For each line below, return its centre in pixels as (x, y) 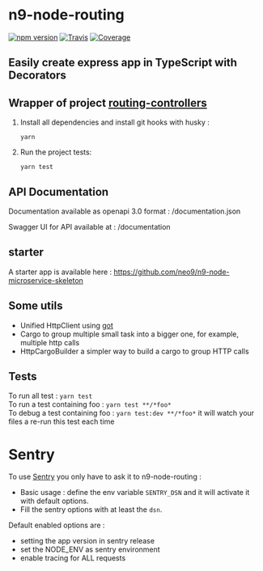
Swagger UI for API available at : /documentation (90, 226)
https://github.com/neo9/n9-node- (172, 272)
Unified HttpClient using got (66, 325)
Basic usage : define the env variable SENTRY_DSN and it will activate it (135, 493)
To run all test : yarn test (51, 396)
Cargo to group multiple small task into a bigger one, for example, (129, 334)
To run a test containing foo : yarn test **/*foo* (90, 404)
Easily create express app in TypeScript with (123, 63)
